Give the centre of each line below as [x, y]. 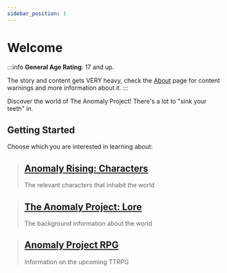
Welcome [35, 47]
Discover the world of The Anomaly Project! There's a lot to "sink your [107, 101]
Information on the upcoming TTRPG [76, 262]
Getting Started [41, 130]
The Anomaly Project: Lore [83, 207]
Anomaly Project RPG [71, 245]
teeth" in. [20, 109]
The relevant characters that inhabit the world [89, 185]
